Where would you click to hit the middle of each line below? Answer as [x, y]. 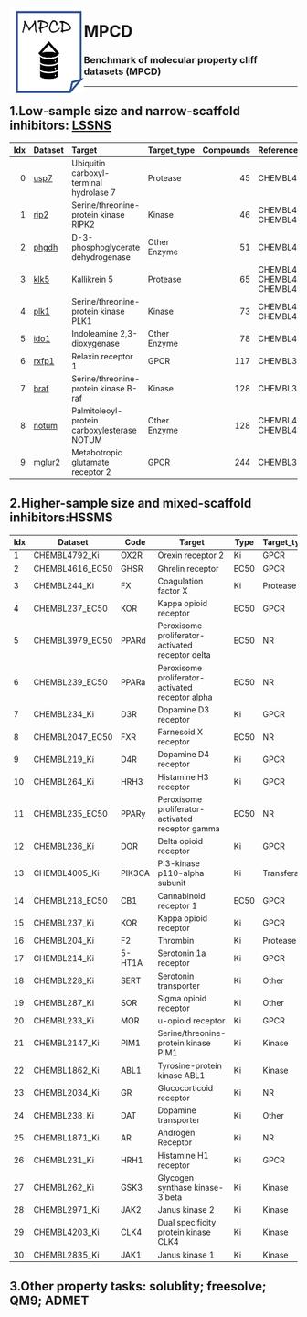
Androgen [176, 1133]
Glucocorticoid [185, 1087]
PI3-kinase [179, 863]
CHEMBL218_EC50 [70, 901]
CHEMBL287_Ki [64, 1003]
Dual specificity [187, 1223]
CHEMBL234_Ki [64, 714]
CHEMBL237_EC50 [70, 608]
